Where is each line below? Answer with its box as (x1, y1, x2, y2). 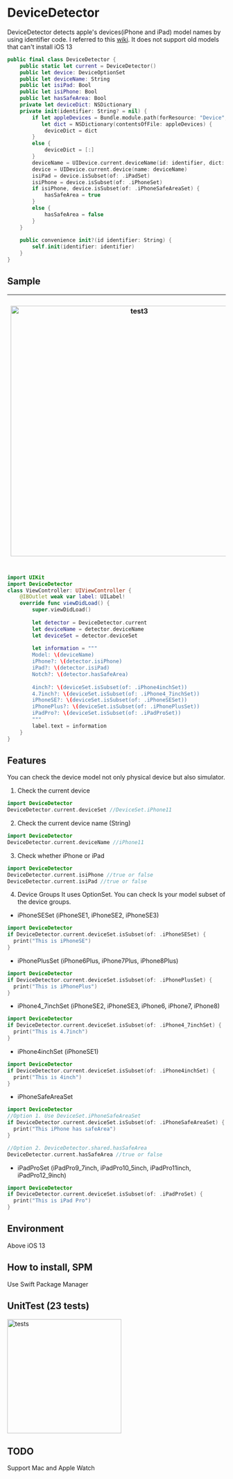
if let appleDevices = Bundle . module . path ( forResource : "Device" (32, 114, 225, 121)
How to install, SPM (7, 1262, 93, 1273)
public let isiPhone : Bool (19, 88, 98, 95)
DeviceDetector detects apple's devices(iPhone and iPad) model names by (7, 28, 221, 36)
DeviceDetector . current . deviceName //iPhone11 (7, 838, 144, 845)
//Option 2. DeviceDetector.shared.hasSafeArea (7, 1144, 148, 1151)
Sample (7, 276, 41, 288)
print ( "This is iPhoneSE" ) (13, 938, 92, 945)
